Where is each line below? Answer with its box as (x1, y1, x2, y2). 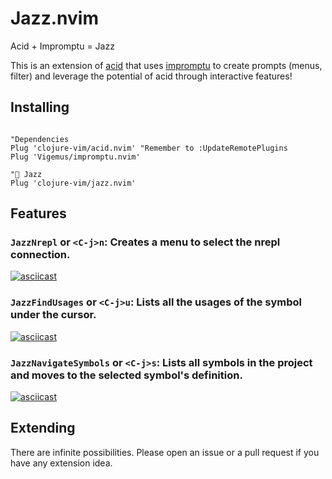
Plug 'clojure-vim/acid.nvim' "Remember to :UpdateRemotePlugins (10, 143, 288, 153)
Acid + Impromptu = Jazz (10, 40, 115, 52)
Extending (10, 420, 76, 437)
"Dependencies (10, 134, 70, 144)
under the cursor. (10, 308, 97, 322)
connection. (10, 248, 71, 262)
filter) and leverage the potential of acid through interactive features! (10, 70, 293, 82)
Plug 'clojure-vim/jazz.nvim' (10, 178, 137, 188)
